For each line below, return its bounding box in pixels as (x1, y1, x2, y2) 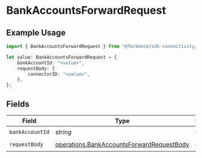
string (55, 128, 72, 136)
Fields (6, 99, 30, 109)
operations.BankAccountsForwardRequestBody (55, 141, 189, 149)
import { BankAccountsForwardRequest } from (6, 43, 120, 49)
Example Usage (6, 28, 66, 38)
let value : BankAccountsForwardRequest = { (6, 54, 117, 60)
